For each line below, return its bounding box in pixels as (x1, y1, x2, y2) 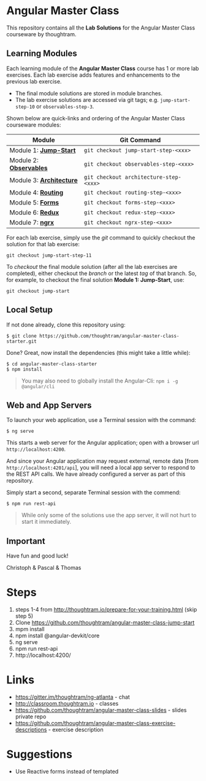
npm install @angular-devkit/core (15, 632, 100, 639)
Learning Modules (6, 49, 78, 59)
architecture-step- (124, 173, 182, 181)
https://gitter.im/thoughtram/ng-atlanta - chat (15, 693, 130, 701)
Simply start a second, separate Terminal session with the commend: (6, 489, 181, 496)
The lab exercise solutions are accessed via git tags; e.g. (15, 96, 159, 103)
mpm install (15, 626, 45, 633)
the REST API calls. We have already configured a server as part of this (6, 470, 186, 478)
